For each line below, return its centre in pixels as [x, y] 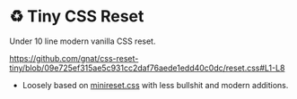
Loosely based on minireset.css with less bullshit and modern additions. [155, 85]
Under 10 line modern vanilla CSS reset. [83, 41]
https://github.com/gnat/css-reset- [74, 58]
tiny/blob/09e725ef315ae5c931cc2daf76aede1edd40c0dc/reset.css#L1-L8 [147, 68]
